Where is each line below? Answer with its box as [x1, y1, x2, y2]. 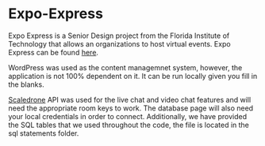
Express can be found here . [8, 47, 99, 57]
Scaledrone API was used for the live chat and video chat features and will [8, 95, 252, 104]
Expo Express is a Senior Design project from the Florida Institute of [8, 31, 230, 40]
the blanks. [8, 80, 45, 89]
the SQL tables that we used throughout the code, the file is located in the [8, 120, 250, 129]
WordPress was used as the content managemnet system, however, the [8, 62, 243, 72]
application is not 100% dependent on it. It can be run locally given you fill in [8, 71, 258, 80]
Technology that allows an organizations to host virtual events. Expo [8, 39, 232, 48]
